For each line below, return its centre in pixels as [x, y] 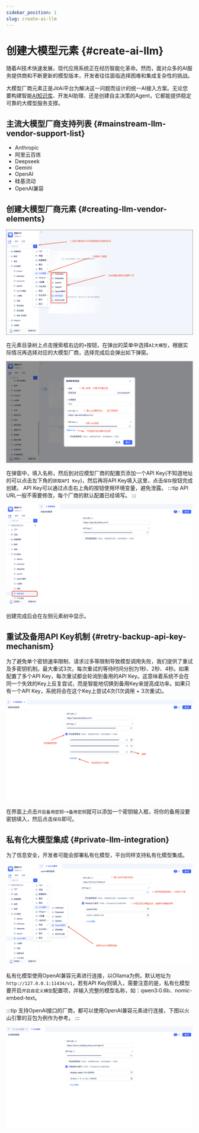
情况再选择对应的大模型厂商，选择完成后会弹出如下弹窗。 [81, 353]
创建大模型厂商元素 [41, 209]
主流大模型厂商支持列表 [49, 124]
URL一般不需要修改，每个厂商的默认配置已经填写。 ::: [71, 495]
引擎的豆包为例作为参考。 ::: [45, 1018]
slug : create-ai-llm [32, 19]
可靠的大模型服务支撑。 [35, 103]
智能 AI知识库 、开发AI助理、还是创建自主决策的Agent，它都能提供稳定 [107, 96]
